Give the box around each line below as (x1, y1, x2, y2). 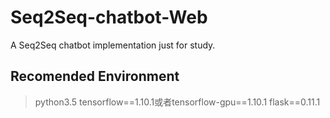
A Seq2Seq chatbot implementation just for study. (10, 39, 216, 51)
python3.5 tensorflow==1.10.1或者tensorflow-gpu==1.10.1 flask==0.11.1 (34, 96, 321, 108)
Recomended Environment (10, 68, 180, 85)
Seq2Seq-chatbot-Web (10, 6, 208, 29)
